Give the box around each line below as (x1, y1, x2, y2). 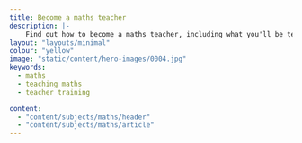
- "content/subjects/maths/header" (17, 113, 151, 122)
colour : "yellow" (9, 46, 75, 55)
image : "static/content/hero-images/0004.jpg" (9, 55, 187, 63)
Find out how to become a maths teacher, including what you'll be (25, 29, 283, 38)
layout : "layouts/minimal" (9, 38, 111, 47)
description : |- (9, 21, 70, 30)
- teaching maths (17, 80, 83, 88)
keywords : (9, 63, 47, 72)
